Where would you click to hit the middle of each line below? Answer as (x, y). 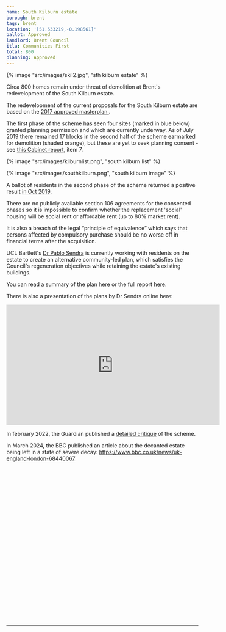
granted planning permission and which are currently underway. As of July (100, 130)
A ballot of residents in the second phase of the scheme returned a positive (101, 185)
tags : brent (21, 23)
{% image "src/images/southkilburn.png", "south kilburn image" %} (91, 173)
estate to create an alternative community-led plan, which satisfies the (95, 259)
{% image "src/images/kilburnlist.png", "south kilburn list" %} (83, 161)
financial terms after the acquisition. (51, 241)
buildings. (19, 272)
